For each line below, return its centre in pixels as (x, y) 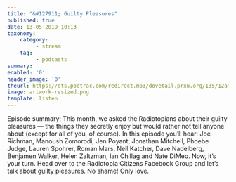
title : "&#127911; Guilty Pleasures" (63, 14)
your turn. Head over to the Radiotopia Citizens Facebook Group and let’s (113, 163)
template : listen (33, 99)
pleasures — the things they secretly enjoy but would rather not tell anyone (116, 126)
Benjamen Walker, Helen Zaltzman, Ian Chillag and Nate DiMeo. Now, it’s (112, 156)
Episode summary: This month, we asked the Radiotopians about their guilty (117, 119)
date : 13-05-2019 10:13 (42, 27)
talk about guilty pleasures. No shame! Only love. (78, 171)
